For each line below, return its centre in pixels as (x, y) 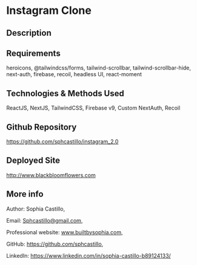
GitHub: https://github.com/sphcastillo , (55, 244)
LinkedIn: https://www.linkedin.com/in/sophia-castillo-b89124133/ (88, 255)
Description (29, 33)
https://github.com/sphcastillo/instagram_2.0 (62, 142)
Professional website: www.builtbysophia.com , (65, 232)
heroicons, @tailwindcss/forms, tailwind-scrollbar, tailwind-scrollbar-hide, (99, 68)
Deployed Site (33, 161)
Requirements (33, 53)
